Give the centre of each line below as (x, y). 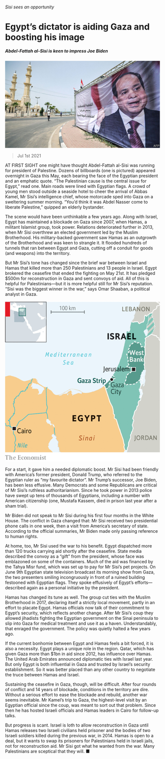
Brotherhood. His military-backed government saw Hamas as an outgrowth (81, 238)
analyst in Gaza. (21, 294)
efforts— (144, 582)
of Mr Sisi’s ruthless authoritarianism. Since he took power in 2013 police (79, 490)
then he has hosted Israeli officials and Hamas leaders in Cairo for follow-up (82, 710)
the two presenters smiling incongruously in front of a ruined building (75, 577)
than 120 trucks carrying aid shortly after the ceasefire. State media (73, 551)
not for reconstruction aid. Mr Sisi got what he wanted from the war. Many (80, 746)
